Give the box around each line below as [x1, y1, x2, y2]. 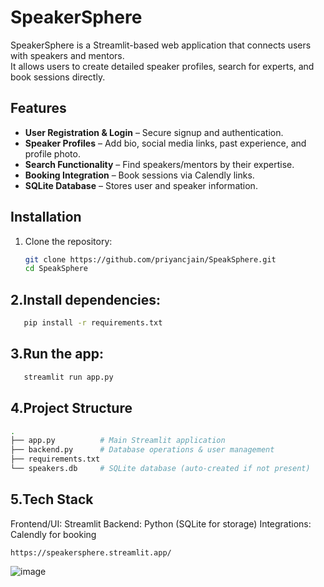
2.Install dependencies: [10, 291, 162, 308]
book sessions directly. [10, 71, 106, 83]
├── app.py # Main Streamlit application [10, 436, 226, 446]
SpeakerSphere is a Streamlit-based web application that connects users [10, 39, 312, 51]
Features [10, 100, 67, 117]
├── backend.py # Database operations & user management [10, 445, 275, 455]
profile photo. [24, 147, 81, 160]
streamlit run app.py [23, 372, 114, 382]
